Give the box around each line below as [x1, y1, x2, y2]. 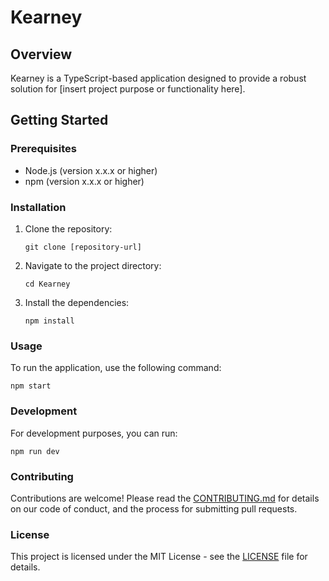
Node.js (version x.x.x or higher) [24, 164, 158, 176]
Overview [10, 46, 73, 63]
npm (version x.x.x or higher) [24, 175, 145, 187]
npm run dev [10, 446, 60, 456]
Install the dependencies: [24, 296, 130, 308]
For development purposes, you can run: [10, 427, 178, 439]
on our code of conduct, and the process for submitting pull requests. [10, 502, 298, 515]
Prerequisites [10, 142, 77, 156]
